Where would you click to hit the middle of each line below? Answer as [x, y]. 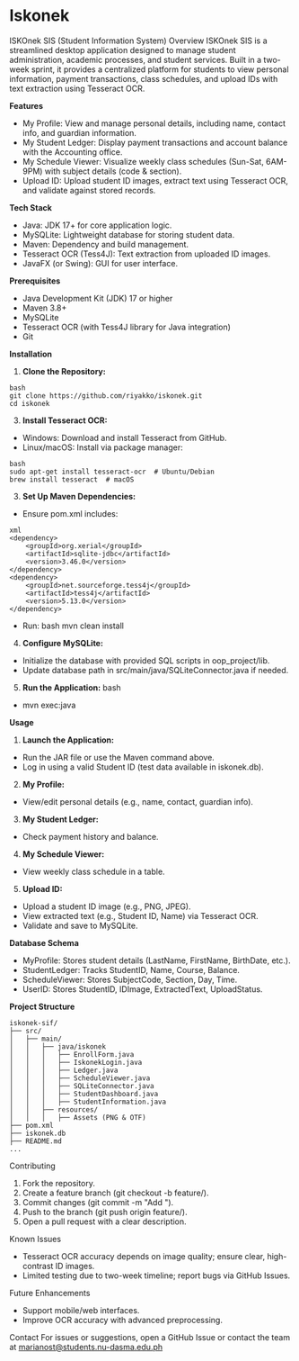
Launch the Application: [68, 740]
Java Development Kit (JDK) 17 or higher [97, 298]
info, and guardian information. [79, 132]
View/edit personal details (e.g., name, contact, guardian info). [138, 801]
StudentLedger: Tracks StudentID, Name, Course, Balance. [131, 969]
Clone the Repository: [64, 371]
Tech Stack [31, 207]
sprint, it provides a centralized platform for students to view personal [160, 69]
